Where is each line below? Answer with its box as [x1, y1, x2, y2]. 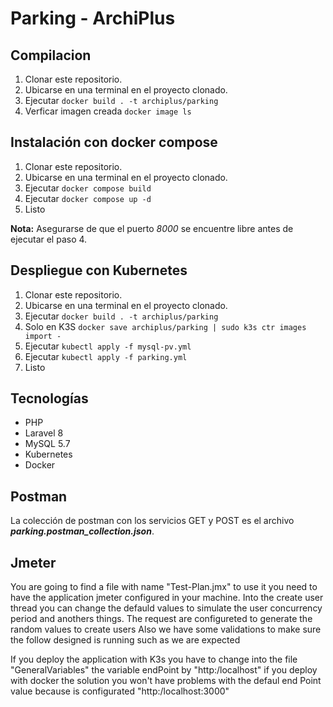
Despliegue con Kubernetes [10, 262, 188, 279]
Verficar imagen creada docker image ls [24, 105, 192, 117]
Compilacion [10, 47, 92, 64]
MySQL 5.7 [24, 438, 71, 450]
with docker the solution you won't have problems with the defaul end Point [10, 675, 322, 687]
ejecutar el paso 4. [10, 233, 88, 245]
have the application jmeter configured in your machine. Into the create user [10, 592, 324, 604]
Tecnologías [10, 390, 89, 407]
